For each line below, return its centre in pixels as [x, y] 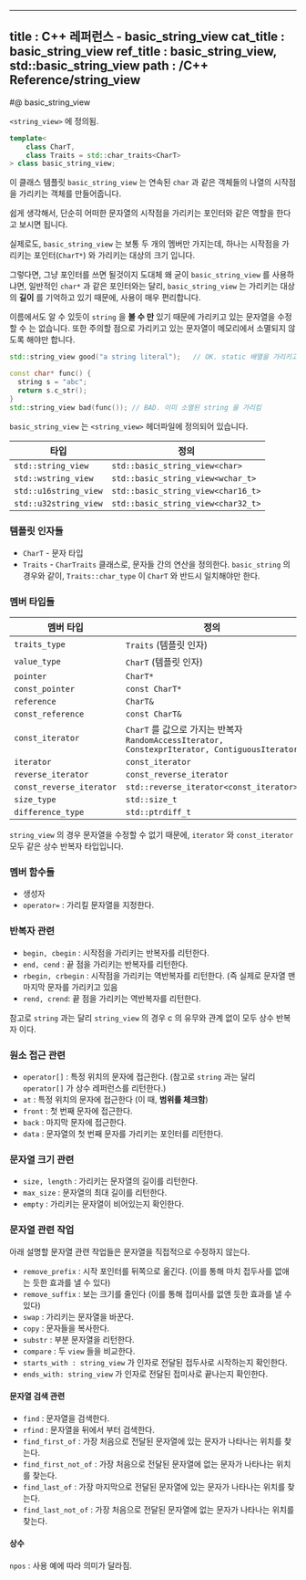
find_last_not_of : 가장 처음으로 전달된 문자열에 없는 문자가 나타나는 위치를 [158, 1509]
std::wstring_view [54, 478]
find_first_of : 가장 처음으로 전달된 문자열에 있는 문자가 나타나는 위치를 [152, 1441]
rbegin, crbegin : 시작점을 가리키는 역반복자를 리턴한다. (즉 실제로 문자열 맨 [159, 975]
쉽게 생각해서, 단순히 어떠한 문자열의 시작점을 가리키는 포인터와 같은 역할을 [142, 213]
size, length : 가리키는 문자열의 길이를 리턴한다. [110, 1181]
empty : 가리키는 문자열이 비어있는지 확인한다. [103, 1204]
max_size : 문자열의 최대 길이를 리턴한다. [95, 1193]
